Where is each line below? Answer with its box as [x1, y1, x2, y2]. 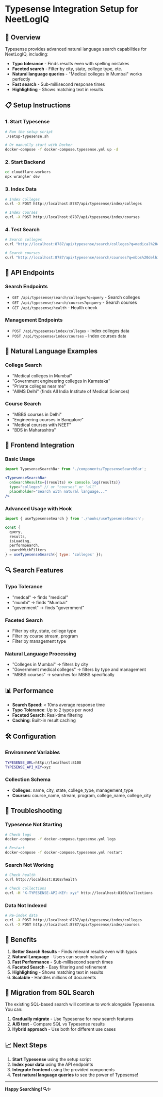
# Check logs [5, 832, 32, 837]
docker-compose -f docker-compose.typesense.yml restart [5, 850, 123, 855]
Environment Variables [5, 749, 60, 756]
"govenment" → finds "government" [12, 605, 84, 611]
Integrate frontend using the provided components [12, 1067, 115, 1073]
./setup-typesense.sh [5, 134, 49, 139]
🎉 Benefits [5, 936, 37, 944]
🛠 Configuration [5, 732, 56, 741]
